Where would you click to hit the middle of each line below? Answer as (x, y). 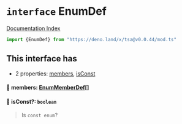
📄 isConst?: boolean (32, 101)
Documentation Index (33, 28)
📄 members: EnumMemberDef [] (48, 88)
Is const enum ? (40, 115)
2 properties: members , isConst (55, 73)
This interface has (42, 59)
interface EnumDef (57, 11)
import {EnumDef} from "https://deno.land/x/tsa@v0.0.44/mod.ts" (91, 39)
